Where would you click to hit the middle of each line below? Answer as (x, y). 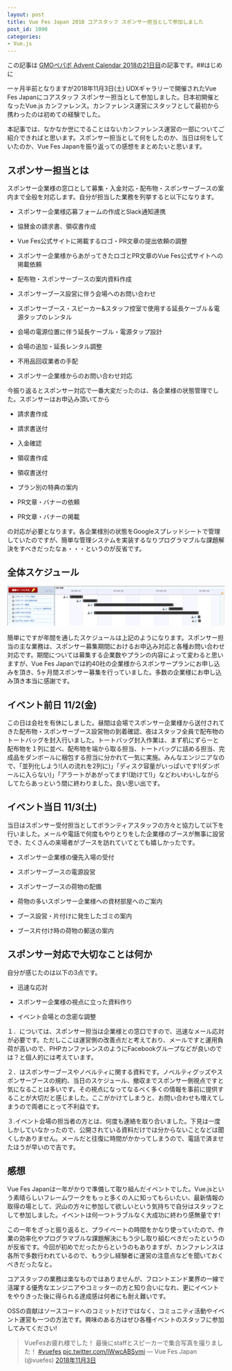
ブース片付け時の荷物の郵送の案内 (66, 931)
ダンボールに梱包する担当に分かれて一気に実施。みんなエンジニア (119, 758)
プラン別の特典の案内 (47, 487)
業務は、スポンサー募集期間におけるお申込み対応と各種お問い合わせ (128, 646)
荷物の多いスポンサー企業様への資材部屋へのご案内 (90, 901)
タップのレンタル (48, 317)
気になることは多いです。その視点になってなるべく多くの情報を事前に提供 (113, 1089)
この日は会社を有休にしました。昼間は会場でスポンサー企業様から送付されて (116, 723)
